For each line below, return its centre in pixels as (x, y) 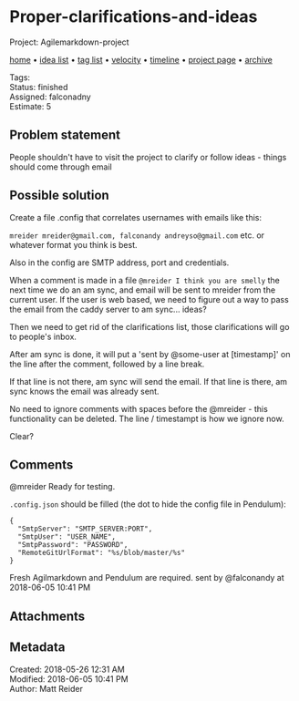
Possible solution (59, 196)
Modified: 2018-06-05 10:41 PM (69, 679)
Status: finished (39, 87)
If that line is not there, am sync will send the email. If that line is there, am (149, 381)
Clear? (22, 436)
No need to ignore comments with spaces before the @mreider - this (139, 408)
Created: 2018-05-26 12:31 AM (67, 669)
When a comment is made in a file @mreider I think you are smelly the (144, 280)
